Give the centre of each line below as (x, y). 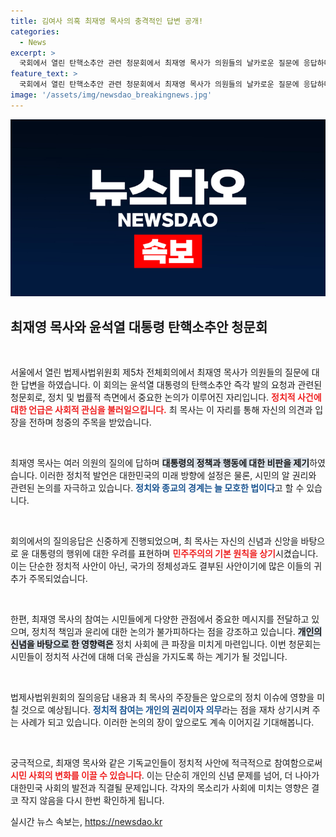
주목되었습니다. (58, 579)
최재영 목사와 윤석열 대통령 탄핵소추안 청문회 (139, 326)
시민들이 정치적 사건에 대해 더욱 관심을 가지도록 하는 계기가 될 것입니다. (149, 657)
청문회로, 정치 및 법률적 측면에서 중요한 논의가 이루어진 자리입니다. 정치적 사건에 (166, 397)
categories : (35, 31)
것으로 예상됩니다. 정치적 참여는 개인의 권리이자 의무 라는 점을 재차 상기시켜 (165, 710)
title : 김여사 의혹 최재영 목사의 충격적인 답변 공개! (107, 21)
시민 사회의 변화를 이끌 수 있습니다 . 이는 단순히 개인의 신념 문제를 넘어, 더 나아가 (165, 776)
